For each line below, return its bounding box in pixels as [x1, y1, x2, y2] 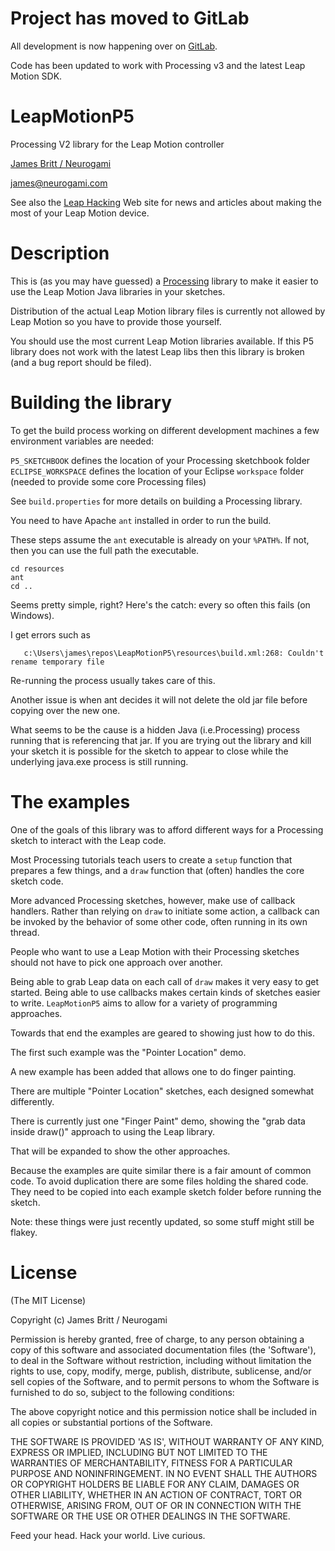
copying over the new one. [10, 704, 121, 716]
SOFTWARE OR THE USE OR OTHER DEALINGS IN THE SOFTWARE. [10, 1510, 291, 1522]
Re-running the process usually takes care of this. [10, 674, 216, 686]
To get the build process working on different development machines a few [10, 424, 320, 436]
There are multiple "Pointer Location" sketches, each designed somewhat [10, 1085, 315, 1097]
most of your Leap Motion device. [10, 207, 150, 219]
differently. [10, 1095, 55, 1107]
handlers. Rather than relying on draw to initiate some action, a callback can [10, 905, 320, 917]
